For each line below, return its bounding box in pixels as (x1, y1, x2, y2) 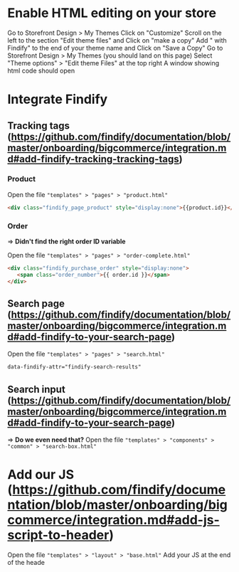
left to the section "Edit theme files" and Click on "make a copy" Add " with (7, 36, 228, 44)
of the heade (7, 558, 45, 567)
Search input (7, 383, 65, 396)
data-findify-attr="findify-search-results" (7, 364, 142, 371)
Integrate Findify (7, 91, 108, 107)
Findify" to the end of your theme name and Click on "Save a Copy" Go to (7, 43, 223, 52)
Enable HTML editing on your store (7, 5, 217, 21)
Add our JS (7, 467, 75, 483)
